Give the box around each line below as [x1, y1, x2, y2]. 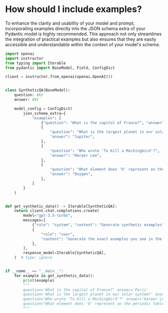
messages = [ [23, 218, 46, 223]
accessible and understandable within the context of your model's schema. [5, 41, 160, 47]
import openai [5, 51, 35, 56]
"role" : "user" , [40, 232, 75, 237]
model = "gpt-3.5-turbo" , [23, 213, 72, 218]
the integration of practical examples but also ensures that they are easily [5, 36, 156, 42]
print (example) [23, 278, 55, 283]
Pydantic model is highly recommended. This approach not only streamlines [5, 31, 162, 37]
